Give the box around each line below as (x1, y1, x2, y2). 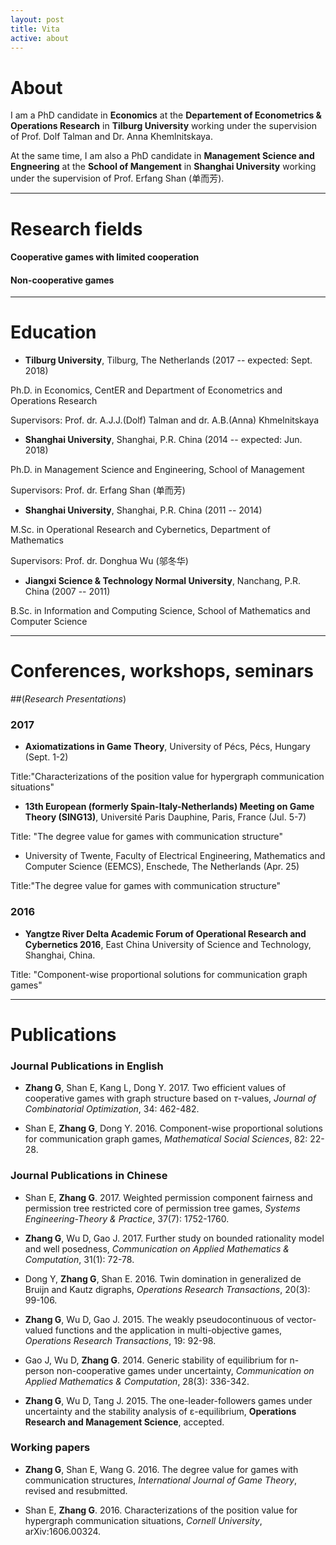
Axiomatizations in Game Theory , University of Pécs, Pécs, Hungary (24, 741, 311, 753)
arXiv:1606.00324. (24, 1525, 102, 1537)
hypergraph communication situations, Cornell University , (24, 1514, 263, 1526)
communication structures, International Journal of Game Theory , (24, 1474, 298, 1486)
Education (10, 321, 97, 344)
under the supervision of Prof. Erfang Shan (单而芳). (10, 172, 225, 185)
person (24, 1364, 55, 1376)
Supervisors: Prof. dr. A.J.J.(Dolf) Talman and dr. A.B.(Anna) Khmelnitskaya (10, 414, 320, 426)
